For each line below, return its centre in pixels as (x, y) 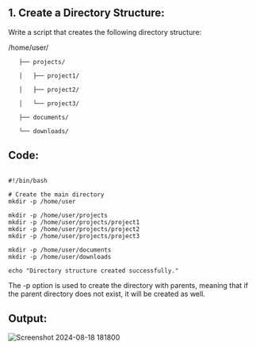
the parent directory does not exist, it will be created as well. (107, 294)
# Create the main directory (56, 194)
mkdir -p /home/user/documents (60, 250)
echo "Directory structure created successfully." (94, 271)
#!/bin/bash (28, 180)
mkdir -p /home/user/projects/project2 (74, 229)
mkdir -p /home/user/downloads (60, 256)
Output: (28, 319)
